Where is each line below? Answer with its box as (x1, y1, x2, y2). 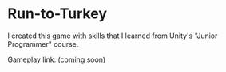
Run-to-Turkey (7, 5, 107, 23)
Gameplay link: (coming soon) (7, 55, 106, 64)
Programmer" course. (7, 39, 79, 48)
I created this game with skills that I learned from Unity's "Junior (7, 31, 218, 40)
